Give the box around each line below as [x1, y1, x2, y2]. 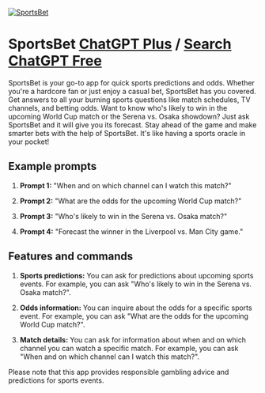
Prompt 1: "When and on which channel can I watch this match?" [19, 180, 232, 190]
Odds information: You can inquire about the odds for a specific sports [19, 303, 252, 312]
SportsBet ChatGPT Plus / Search [8, 36, 232, 53]
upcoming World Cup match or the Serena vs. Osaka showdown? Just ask [8, 111, 250, 121]
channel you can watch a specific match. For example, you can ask [19, 343, 239, 353]
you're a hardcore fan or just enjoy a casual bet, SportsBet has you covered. [8, 86, 257, 96]
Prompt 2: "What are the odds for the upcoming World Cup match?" [19, 196, 242, 206]
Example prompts [8, 160, 97, 173]
